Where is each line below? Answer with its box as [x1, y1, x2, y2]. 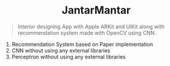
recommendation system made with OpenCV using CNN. [17, 29, 156, 36]
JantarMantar [61, 4, 131, 17]
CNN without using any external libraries [11, 47, 110, 54]
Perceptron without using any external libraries [11, 53, 126, 60]
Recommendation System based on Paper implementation [11, 41, 153, 48]
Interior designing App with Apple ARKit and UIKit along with [17, 23, 165, 30]
